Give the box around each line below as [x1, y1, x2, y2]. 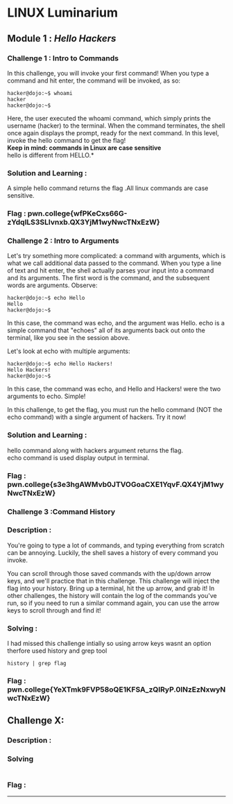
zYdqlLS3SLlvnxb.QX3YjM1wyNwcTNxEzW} [7, 217, 161, 227]
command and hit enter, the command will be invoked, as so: [7, 76, 181, 85]
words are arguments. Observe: [7, 281, 98, 289]
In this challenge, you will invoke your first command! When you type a [7, 69, 209, 77]
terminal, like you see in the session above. [7, 334, 130, 342]
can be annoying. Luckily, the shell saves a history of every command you [7, 548, 218, 556]
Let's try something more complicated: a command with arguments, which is [7, 252, 226, 260]
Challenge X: [7, 715, 64, 726]
